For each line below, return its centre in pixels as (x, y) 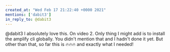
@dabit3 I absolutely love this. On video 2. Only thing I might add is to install (85, 34)
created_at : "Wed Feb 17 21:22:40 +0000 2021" (56, 10)
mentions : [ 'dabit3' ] (28, 15)
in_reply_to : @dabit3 (28, 19)
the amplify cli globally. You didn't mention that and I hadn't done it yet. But (84, 39)
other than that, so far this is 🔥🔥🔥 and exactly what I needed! (69, 44)
